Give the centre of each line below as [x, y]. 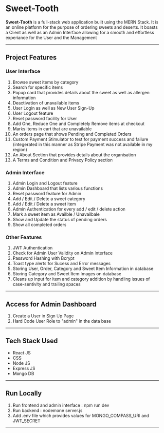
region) [20, 149]
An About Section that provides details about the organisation [74, 155]
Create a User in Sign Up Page [43, 316]
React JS [22, 352]
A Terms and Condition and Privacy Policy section [63, 160]
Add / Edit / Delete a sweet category [49, 199]
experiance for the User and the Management [51, 38]
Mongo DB [23, 373]
